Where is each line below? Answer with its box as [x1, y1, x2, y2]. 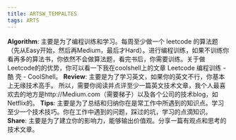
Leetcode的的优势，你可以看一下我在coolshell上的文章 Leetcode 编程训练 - [7, 63, 226, 72]
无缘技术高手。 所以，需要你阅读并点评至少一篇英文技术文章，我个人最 [13, 81, 220, 89]
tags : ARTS [7, 17, 40, 24]
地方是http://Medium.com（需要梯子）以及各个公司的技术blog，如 [25, 89, 219, 98]
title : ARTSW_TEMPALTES [7, 10, 78, 18]
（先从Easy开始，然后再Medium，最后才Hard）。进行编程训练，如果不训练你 [7, 46, 230, 54]
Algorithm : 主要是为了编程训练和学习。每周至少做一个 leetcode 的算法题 [7, 37, 219, 46]
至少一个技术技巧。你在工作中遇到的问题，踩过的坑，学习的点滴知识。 [7, 107, 212, 116]
